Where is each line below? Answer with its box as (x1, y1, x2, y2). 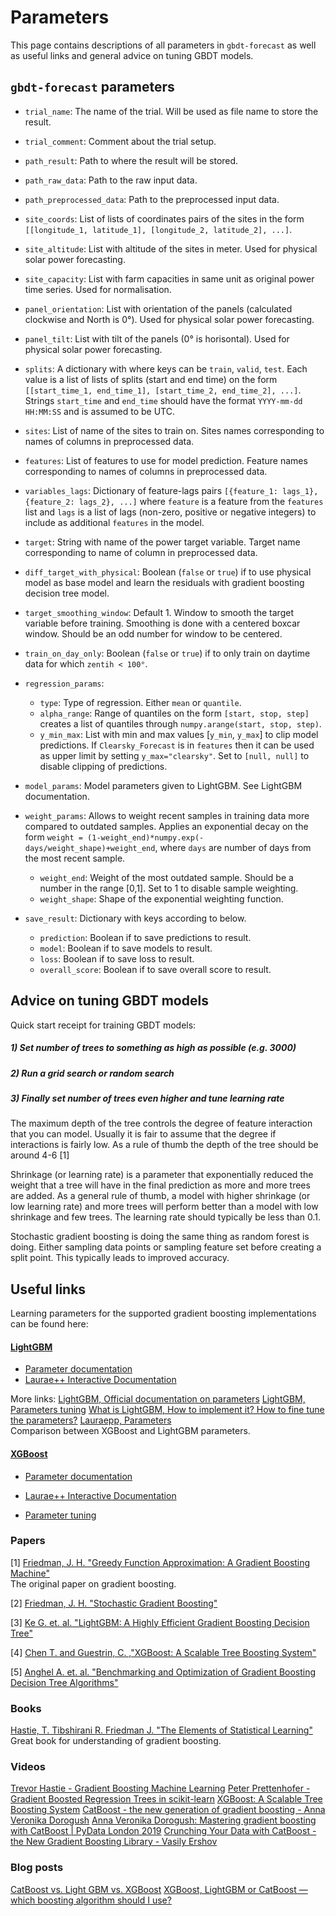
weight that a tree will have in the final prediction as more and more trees (10, 1179, 311, 1191)
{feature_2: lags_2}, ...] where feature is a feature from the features (24, 495, 324, 507)
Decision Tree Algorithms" (10, 1676, 119, 1688)
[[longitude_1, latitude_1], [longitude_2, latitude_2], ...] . (24, 223, 293, 235)
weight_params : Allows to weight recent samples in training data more (24, 809, 310, 821)
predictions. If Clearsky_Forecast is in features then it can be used (39, 739, 315, 751)
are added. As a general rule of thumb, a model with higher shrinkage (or (10, 1190, 311, 1202)
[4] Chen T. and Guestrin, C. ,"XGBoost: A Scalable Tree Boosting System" (10, 1646, 317, 1658)
